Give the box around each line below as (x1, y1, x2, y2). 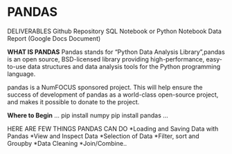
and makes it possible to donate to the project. (7, 97, 140, 106)
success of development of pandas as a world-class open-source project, (7, 90, 219, 99)
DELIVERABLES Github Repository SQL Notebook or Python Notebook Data (7, 27, 222, 35)
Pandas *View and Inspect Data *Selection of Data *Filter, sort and (7, 132, 199, 140)
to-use (7, 62, 26, 70)
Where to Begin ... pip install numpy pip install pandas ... (7, 111, 168, 119)
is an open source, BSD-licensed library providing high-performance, (7, 55, 205, 63)
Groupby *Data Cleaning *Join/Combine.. (7, 139, 127, 147)
